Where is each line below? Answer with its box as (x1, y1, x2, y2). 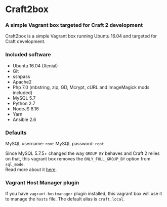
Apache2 (12, 78, 32, 85)
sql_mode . (5, 161, 25, 168)
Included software (5, 51, 52, 58)
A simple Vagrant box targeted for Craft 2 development (5, 22, 143, 29)
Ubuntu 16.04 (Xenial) (12, 62, 58, 69)
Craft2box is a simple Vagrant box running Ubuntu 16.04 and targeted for (5, 33, 157, 39)
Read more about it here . (5, 167, 57, 173)
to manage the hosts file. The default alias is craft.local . (5, 196, 125, 202)
